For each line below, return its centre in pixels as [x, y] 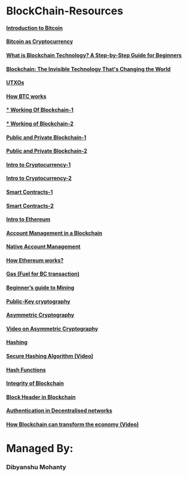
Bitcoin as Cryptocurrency [40, 42]
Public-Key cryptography [38, 301]
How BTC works [26, 96]
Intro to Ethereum [28, 219]
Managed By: [40, 449]
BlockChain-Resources [65, 11]
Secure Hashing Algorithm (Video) [50, 356]
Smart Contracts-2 [30, 206]
